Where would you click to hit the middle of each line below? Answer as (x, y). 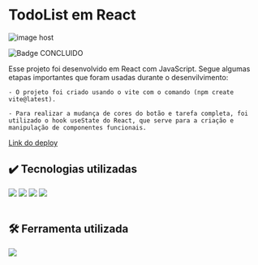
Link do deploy (33, 143)
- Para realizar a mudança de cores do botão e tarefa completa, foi (129, 113)
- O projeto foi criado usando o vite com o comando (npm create (121, 92)
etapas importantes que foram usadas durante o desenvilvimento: (118, 77)
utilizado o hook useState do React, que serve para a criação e (121, 120)
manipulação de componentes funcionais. (78, 127)
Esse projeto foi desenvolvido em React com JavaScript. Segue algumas (129, 68)
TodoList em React (72, 15)
